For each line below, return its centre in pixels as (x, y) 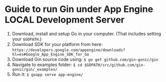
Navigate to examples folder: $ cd (47, 64)
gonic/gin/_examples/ (35, 69)
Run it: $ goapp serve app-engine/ (48, 74)
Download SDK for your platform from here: (57, 44)
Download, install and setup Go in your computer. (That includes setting (87, 33)
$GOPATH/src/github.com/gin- (115, 65)
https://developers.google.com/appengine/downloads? (69, 50)
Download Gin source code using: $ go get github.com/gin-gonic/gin (85, 59)
